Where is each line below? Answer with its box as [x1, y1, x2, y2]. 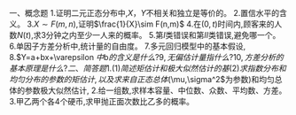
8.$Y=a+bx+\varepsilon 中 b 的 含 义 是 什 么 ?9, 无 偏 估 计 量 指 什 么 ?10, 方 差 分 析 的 [9, 52, 284, 62]
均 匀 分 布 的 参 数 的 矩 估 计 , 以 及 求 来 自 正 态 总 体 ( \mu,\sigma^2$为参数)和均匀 [9, 74, 275, 84]
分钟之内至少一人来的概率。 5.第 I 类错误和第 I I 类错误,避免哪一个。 [45, 30, 281, 40]
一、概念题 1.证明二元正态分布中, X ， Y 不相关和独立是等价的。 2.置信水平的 [9, 8, 280, 18]
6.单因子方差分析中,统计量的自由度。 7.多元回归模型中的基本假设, [9, 41, 246, 51]
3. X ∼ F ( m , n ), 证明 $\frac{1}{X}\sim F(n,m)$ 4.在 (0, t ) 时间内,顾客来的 [26, 19, 275, 29]
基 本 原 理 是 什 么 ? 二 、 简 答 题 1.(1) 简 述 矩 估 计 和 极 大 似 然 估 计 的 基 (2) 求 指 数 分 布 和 [9, 63, 286, 73]
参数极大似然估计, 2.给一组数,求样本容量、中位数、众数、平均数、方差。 [24, 85, 287, 96]
